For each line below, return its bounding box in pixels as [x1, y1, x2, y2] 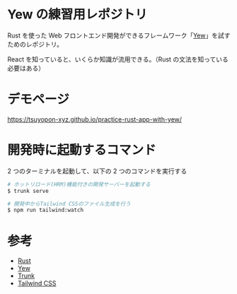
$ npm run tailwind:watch [7, 206, 83, 214]
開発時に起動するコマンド [7, 142, 157, 158]
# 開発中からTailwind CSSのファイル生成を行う [7, 200, 131, 207]
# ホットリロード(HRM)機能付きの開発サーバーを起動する [7, 181, 151, 188]
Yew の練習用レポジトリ [7, 6, 148, 23]
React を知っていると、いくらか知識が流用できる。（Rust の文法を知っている [7, 54, 229, 64]
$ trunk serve [7, 187, 50, 194]
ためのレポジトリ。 [7, 40, 64, 48]
